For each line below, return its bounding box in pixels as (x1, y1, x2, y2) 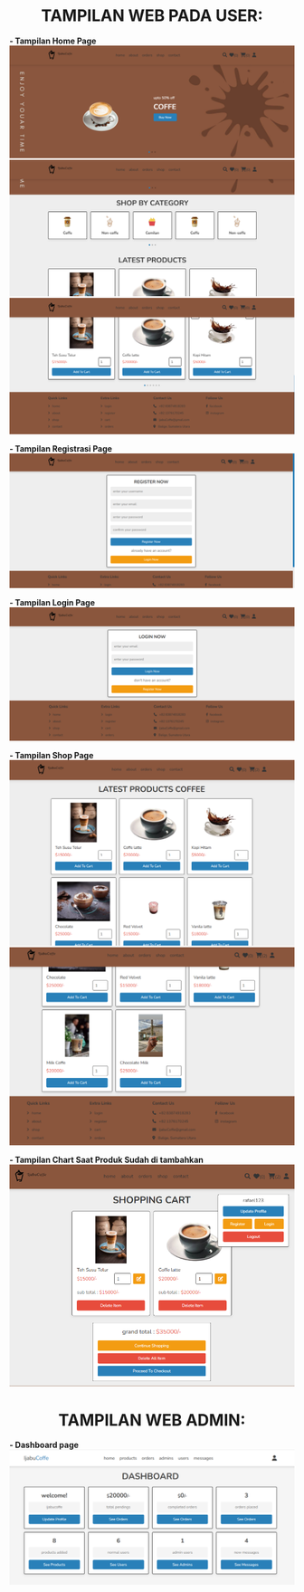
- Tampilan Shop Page (9, 749, 94, 760)
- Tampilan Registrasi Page (9, 443, 113, 454)
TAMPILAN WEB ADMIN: (58, 1409, 246, 1430)
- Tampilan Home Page (9, 35, 97, 46)
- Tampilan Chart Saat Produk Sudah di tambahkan (9, 1154, 204, 1165)
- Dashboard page (9, 1440, 80, 1451)
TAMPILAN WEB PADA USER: (41, 5, 263, 26)
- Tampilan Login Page (9, 597, 96, 608)
